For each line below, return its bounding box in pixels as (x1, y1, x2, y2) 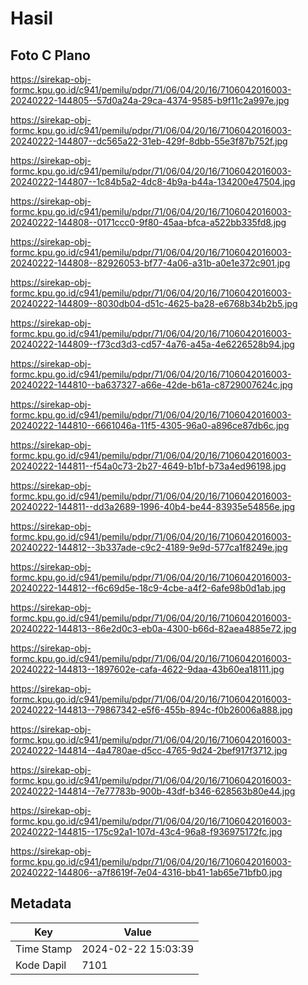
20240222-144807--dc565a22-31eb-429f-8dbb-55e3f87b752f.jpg (10, 135, 288, 147)
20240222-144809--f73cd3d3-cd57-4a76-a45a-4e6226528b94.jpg (10, 338, 295, 350)
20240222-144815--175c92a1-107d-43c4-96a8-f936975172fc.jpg (10, 826, 283, 837)
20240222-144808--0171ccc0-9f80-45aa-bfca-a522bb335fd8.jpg (10, 217, 287, 228)
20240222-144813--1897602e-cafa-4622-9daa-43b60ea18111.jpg (10, 663, 285, 675)
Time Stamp (15, 942, 73, 956)
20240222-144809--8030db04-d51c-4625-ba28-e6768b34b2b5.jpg (10, 298, 298, 309)
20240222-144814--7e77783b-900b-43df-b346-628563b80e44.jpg (10, 785, 296, 797)
